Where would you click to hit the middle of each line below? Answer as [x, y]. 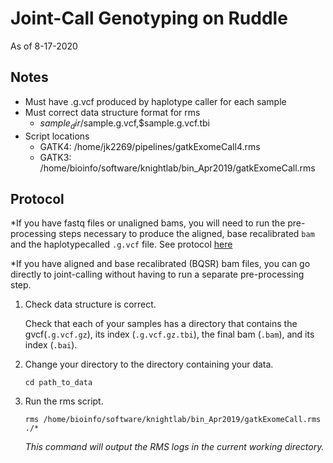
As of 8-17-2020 [44, 46]
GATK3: [55, 157]
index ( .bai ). [51, 345]
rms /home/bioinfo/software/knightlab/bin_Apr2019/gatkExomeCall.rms [173, 420]
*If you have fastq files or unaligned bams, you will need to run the [148, 223]
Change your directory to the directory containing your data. [149, 364]
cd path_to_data [58, 383]
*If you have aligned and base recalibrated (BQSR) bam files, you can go [160, 264]
